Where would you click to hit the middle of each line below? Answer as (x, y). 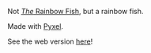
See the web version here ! (50, 41)
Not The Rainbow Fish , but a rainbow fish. (75, 11)
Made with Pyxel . (36, 26)
